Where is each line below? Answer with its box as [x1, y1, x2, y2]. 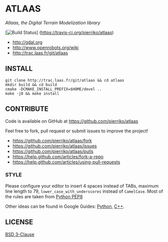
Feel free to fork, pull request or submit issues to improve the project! [5, 128, 148, 134]
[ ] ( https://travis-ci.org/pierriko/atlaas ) [5, 29, 114, 35]
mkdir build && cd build [5, 82, 57, 87]
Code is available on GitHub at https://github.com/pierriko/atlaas [5, 118, 138, 124]
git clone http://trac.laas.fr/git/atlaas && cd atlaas [5, 77, 124, 83]
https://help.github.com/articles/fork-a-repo [12, 153, 104, 159]
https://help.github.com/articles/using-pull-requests [12, 159, 120, 165]
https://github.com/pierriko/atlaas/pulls [12, 148, 94, 154]
